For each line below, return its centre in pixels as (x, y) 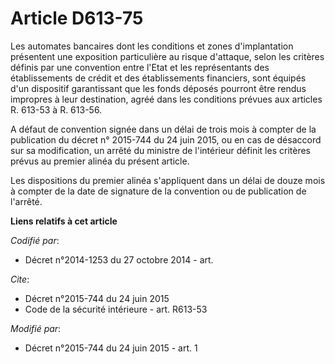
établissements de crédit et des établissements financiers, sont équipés (158, 78)
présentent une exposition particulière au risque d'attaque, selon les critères (167, 56)
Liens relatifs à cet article (64, 221)
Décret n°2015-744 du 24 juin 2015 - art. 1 (111, 348)
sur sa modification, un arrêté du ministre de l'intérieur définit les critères (160, 150)
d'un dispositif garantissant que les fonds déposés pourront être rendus (158, 88)
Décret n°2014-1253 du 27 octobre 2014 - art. (119, 259)
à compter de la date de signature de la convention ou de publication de (158, 191)
